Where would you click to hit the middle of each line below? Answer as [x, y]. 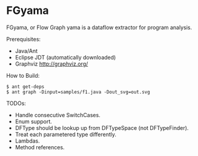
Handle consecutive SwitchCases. [58, 115]
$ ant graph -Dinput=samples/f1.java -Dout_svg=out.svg [78, 92]
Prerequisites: [24, 39]
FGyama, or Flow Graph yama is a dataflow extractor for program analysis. [99, 27]
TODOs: [16, 103]
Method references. [40, 147]
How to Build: [23, 75]
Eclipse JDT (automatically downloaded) [65, 57]
